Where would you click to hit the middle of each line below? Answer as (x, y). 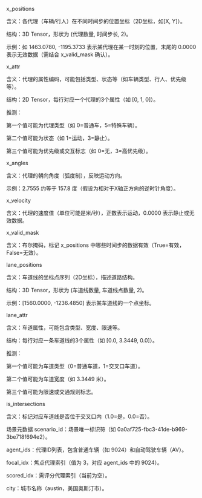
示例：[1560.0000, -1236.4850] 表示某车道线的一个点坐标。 (81, 303)
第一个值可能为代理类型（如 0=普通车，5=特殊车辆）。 (73, 125)
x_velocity (19, 200)
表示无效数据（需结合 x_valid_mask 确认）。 (60, 54)
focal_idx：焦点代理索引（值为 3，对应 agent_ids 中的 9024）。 (84, 463)
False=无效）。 (24, 253)
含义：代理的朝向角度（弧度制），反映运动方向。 (66, 175)
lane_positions (24, 265)
